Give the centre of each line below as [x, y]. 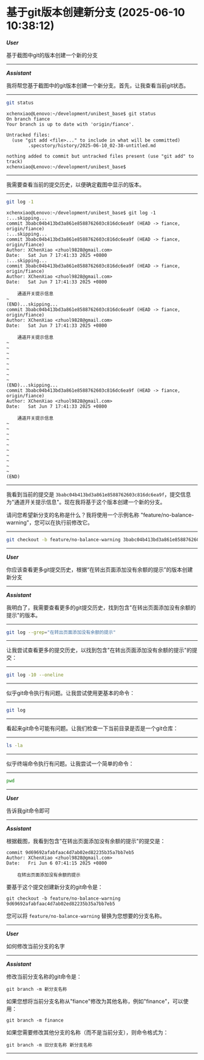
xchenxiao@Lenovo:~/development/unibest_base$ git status [81, 114]
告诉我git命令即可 [28, 810]
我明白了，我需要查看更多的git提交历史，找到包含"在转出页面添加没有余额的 [101, 607]
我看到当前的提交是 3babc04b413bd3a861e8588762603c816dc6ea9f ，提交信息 [99, 494]
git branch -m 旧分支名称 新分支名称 [49, 1045]
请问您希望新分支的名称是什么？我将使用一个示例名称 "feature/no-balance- [100, 515]
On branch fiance [28, 119]
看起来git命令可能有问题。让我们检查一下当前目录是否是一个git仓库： [93, 728]
